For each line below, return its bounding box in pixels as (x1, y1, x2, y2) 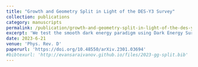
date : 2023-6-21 (6, 36, 46, 41)
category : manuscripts (6, 19, 62, 25)
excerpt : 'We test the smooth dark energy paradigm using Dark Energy (6, 30, 183, 36)
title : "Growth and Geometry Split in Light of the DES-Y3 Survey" (6, 8, 176, 15)
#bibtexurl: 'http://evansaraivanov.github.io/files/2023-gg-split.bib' (6, 52, 189, 58)
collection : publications (6, 14, 70, 20)
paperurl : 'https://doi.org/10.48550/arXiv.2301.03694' (6, 47, 146, 52)
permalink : (6, 24, 33, 31)
